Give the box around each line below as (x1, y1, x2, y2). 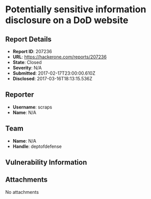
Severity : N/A (12, 65, 42, 71)
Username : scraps (12, 104, 53, 110)
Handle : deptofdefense (12, 143, 62, 149)
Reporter (5, 91, 34, 99)
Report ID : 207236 (12, 49, 52, 54)
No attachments (5, 189, 39, 195)
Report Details (5, 35, 52, 43)
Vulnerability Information (5, 158, 87, 167)
